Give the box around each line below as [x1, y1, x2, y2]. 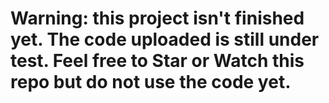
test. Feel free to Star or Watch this [10, 50, 305, 72]
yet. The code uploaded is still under [10, 28, 320, 51]
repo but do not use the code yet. [10, 71, 292, 94]
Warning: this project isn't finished [10, 7, 305, 30]
